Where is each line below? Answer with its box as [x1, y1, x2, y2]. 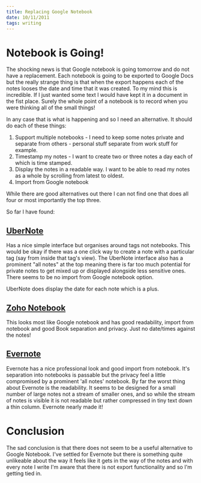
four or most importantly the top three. [6, 197, 101, 204]
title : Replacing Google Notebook [6, 8, 93, 15]
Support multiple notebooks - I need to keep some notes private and [14, 134, 184, 141]
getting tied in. [6, 470, 42, 477]
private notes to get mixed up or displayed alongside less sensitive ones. [6, 267, 186, 274]
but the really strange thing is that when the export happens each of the [6, 79, 184, 86]
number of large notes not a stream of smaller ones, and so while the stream [6, 390, 195, 398]
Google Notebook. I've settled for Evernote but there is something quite [6, 451, 183, 458]
